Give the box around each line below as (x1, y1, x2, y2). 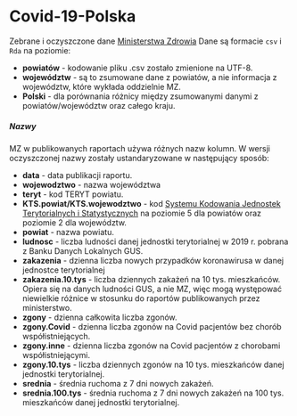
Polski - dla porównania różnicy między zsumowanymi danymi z (21, 91, 259, 102)
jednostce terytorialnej (21, 265, 105, 275)
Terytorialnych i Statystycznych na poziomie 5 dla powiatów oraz (21, 208, 261, 218)
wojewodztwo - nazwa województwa (21, 179, 161, 190)
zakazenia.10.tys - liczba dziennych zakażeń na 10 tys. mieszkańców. (21, 273, 281, 284)
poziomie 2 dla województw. (21, 216, 128, 228)
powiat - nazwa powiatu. (21, 226, 114, 237)
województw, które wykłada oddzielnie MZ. (21, 81, 181, 92)
